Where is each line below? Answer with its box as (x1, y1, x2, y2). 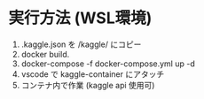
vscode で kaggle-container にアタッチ (20, 68, 165, 80)
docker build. (20, 49, 70, 59)
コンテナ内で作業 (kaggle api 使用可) (20, 80, 155, 90)
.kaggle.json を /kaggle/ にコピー (20, 39, 142, 49)
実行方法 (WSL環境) (8, 8, 153, 28)
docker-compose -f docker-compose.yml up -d (20, 58, 196, 69)
